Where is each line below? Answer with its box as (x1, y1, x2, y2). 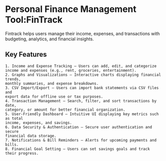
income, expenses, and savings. (5, 120, 72, 125)
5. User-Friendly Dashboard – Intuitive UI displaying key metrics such (5, 111, 159, 117)
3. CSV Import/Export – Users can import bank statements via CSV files (5, 85, 159, 90)
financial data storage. (5, 133, 57, 138)
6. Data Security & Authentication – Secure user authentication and (5, 125, 153, 130)
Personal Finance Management (5, 3, 137, 15)
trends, (5, 76, 21, 82)
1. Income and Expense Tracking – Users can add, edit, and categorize (5, 63, 157, 68)
